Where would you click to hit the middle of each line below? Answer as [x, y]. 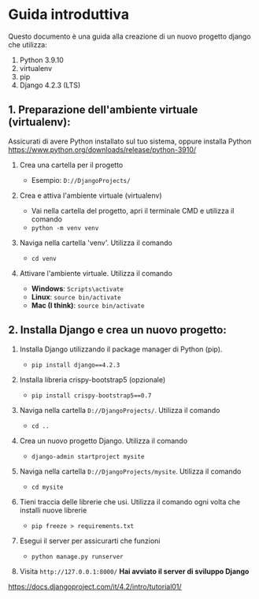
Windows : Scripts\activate [78, 288]
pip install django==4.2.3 [76, 365]
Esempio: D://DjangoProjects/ [81, 180]
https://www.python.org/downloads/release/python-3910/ [102, 149]
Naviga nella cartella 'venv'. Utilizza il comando [96, 243]
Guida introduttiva [69, 15]
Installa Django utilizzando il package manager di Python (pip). [121, 349]
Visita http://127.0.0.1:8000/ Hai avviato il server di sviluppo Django [134, 571]
